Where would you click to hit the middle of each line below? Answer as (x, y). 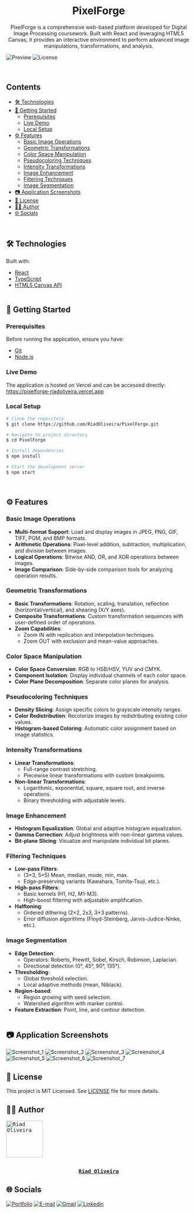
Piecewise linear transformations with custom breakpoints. (94, 775)
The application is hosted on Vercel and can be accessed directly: (86, 385)
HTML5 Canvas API (38, 285)
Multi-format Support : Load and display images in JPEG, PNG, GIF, (96, 531)
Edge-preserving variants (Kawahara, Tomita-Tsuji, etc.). (92, 882)
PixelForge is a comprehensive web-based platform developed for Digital (99, 27)
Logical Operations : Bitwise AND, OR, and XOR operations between (97, 557)
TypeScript (28, 278)
